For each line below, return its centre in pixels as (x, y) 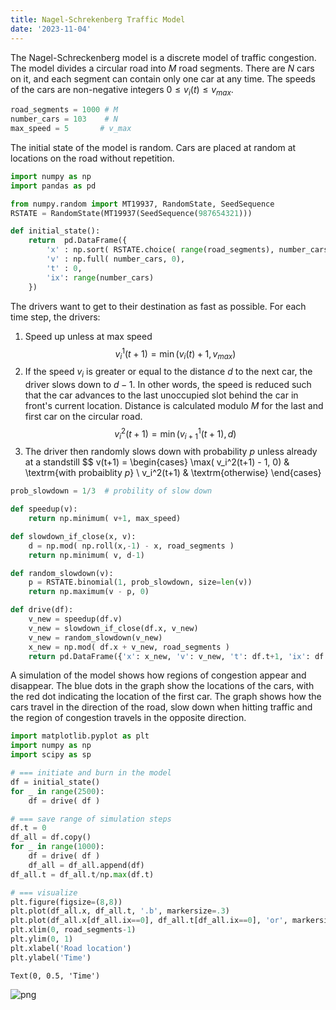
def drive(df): (42, 610)
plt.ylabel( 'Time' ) (51, 957)
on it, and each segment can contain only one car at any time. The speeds (163, 78)
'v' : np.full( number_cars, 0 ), (116, 259)
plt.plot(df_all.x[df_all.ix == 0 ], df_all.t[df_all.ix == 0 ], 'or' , (149, 921)
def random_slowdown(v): (62, 573)
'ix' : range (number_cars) (100, 277)
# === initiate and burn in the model (91, 773)
